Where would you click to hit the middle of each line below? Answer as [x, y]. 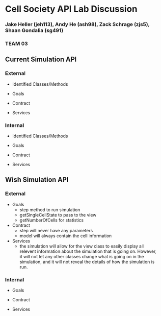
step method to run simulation [50, 210]
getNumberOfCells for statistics [52, 220]
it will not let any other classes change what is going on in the [82, 256]
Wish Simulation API [37, 180]
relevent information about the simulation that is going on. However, [88, 251]
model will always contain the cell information [66, 236]
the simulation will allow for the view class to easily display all [81, 246]
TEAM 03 [16, 44]
